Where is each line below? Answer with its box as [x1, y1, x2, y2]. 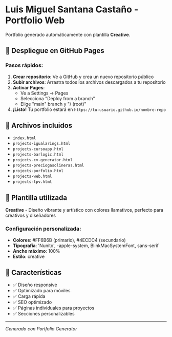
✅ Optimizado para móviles [12, 288, 71, 294]
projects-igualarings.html [12, 141, 71, 146]
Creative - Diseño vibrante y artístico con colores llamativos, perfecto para [5, 207, 164, 213]
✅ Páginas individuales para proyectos [12, 305, 95, 311]
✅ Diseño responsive [12, 282, 57, 288]
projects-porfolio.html [12, 168, 64, 174]
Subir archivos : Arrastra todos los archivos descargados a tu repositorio [12, 79, 166, 85]
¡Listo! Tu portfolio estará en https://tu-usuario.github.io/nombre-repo [12, 106, 166, 113]
